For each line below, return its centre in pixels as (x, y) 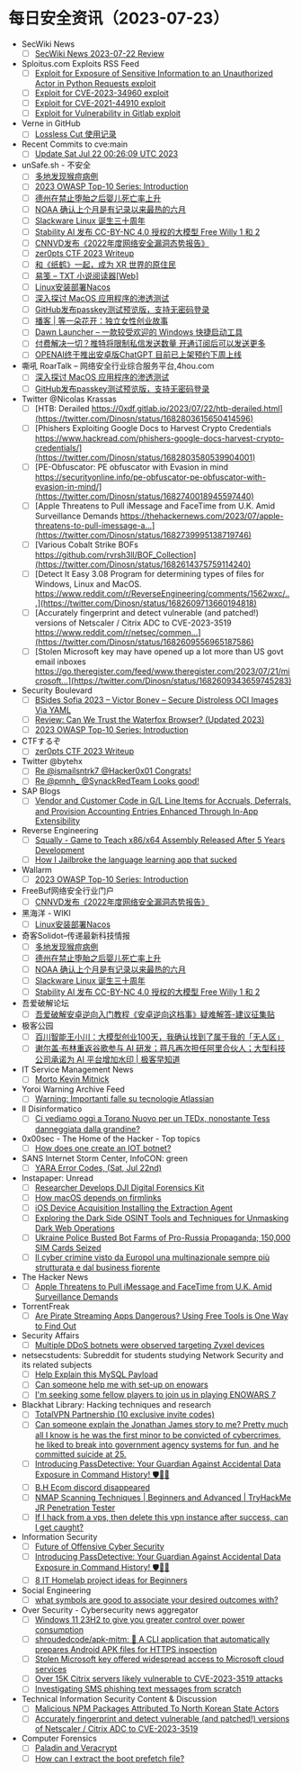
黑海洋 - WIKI (46, 913)
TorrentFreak (45, 1307)
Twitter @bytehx (52, 761)
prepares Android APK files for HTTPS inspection (126, 1650)
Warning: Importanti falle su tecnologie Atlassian (124, 1099)
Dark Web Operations (75, 1228)
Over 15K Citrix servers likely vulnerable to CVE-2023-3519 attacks (159, 1678)
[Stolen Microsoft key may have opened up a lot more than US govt (159, 652)
